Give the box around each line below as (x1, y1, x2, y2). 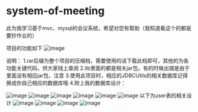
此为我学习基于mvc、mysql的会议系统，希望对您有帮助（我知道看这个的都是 (6, 24, 191, 31)
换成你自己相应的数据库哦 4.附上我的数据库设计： (6, 79, 126, 87)
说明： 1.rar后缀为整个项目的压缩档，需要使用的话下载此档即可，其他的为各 (6, 57, 189, 64)
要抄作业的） (6, 31, 37, 39)
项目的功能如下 (6, 44, 43, 52)
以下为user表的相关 (139, 92, 187, 99)
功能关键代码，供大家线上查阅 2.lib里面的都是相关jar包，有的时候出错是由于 (6, 64, 190, 72)
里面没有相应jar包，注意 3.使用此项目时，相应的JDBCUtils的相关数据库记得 (6, 72, 188, 79)
